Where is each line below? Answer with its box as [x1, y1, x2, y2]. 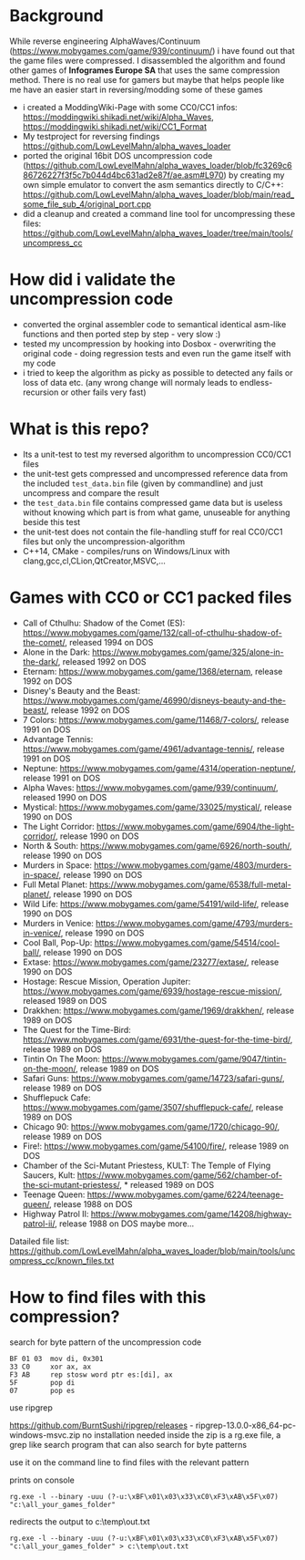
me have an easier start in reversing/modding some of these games [9, 84, 263, 95]
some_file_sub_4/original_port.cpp [22, 198, 152, 210]
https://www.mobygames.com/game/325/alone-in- [92, 646, 284, 657]
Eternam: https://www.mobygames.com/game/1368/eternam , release [22, 666, 283, 677]
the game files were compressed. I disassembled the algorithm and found [9, 55, 286, 66]
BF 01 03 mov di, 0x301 [9, 1354, 104, 1363]
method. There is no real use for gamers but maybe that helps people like [9, 74, 285, 85]
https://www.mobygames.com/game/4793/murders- [95, 917, 293, 928]
